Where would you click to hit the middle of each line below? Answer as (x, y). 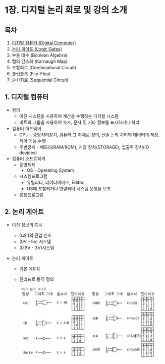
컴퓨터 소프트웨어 (28, 158)
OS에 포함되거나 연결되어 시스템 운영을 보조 (69, 188)
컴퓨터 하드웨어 (27, 128)
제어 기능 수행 (32, 141)
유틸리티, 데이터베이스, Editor (55, 182)
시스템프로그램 (33, 176)
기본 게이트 (30, 268)
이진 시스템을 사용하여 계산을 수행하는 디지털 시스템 (69, 116)
